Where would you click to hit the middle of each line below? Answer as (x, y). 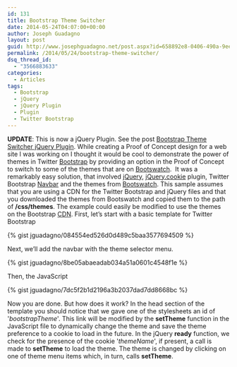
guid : (15, 47)
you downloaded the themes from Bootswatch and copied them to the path (116, 199)
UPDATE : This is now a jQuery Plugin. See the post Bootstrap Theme (107, 139)
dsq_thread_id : (30, 60)
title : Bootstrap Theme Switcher (56, 20)
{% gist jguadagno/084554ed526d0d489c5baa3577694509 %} (101, 235)
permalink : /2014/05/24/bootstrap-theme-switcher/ (83, 54)
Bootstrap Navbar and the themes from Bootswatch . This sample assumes (115, 183)
